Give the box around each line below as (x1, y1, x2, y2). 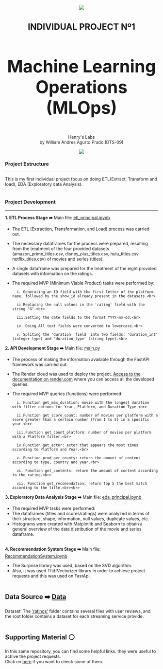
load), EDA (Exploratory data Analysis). (5, 181, 83, 187)
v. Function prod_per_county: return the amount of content (16, 455, 141, 460)
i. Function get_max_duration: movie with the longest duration (16, 400, 149, 405)
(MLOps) (46, 97, 117, 118)
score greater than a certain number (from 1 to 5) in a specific (12, 417, 149, 422)
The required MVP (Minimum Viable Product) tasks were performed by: (12, 280, 155, 286)
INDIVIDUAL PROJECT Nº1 (27, 21, 136, 33)
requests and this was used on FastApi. (12, 573, 91, 579)
